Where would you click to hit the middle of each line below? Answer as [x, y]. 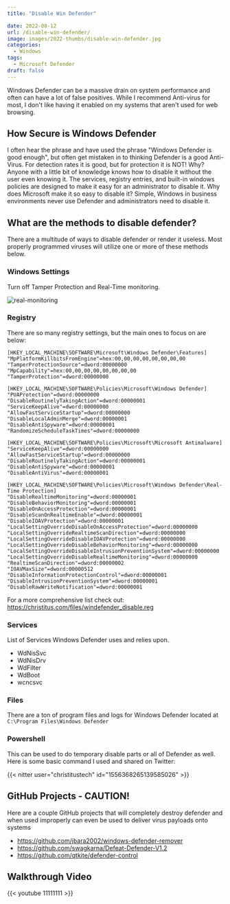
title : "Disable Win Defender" [52, 13]
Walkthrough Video [49, 877]
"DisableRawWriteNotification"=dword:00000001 [75, 587]
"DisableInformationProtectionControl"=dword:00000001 [87, 575]
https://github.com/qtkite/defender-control [78, 855]
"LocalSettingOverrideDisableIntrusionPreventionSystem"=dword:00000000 [113, 551]
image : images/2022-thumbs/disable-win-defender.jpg [84, 38]
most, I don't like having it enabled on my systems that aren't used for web [113, 104]
